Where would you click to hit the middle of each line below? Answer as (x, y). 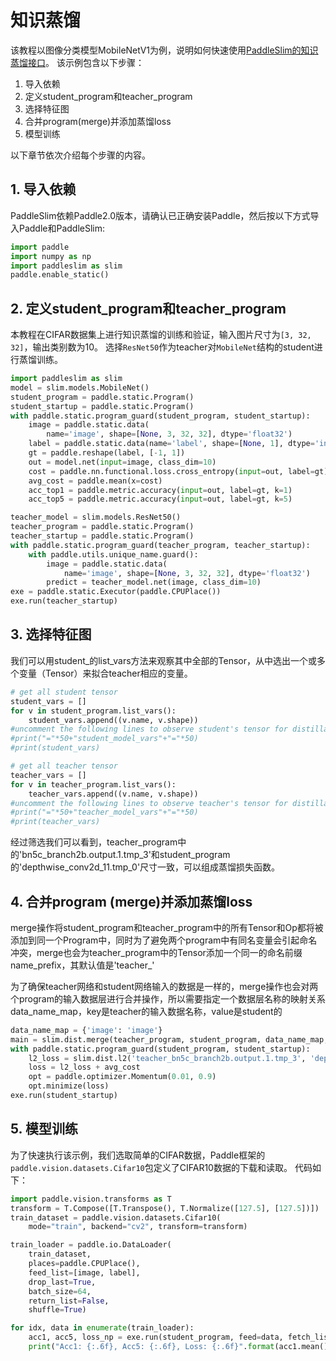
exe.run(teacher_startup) (64, 601)
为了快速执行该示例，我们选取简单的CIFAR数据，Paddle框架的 (138, 1155)
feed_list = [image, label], (84, 1272)
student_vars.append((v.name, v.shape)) (113, 720)
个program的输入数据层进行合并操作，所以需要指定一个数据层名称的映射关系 (168, 998)
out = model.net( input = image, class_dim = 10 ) (122, 462)
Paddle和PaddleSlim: (62, 228)
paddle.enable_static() (60, 275)
